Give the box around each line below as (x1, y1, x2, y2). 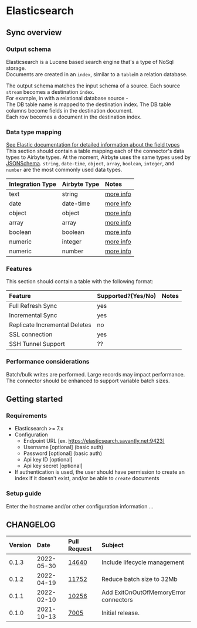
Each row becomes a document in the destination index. (6, 113, 142, 120)
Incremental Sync (9, 311, 57, 320)
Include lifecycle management (101, 558, 185, 566)
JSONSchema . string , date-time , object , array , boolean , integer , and (6, 160, 175, 167)
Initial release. (101, 609, 140, 617)
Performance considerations (6, 358, 90, 366)
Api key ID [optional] (23, 456, 73, 463)
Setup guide (6, 490, 42, 498)
